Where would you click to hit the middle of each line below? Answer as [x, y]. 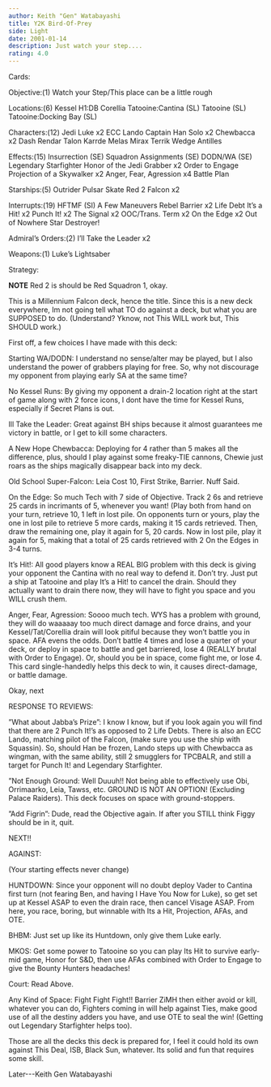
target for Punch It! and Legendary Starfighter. [86, 765]
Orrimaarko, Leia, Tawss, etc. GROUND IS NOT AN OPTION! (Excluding [127, 790]
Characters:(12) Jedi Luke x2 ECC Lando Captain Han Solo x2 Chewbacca [132, 132]
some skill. [26, 1058]
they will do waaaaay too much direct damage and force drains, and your [130, 623]
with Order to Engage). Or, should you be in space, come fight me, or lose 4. [135, 658]
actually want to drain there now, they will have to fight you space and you [132, 590]
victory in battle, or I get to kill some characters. [88, 433]
